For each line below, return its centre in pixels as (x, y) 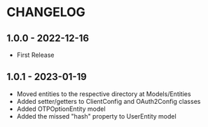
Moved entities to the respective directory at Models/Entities (104, 94)
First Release (35, 55)
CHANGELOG (46, 12)
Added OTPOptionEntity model (61, 109)
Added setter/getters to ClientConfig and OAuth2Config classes (109, 101)
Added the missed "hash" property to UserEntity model (96, 116)
